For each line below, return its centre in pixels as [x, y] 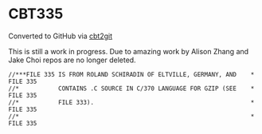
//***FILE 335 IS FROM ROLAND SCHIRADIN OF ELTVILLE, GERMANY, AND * [131, 74]
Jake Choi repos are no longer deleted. [72, 60]
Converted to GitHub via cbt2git [61, 36]
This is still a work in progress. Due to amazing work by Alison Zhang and [129, 51]
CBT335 [36, 14]
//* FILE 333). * [131, 102]
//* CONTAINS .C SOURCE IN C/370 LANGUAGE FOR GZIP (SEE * [131, 89]
